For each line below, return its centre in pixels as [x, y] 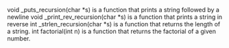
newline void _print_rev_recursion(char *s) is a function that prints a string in [115, 17]
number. [19, 39]
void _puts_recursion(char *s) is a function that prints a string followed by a [113, 10]
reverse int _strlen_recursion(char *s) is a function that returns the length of [114, 24]
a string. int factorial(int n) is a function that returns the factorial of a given [112, 31]
